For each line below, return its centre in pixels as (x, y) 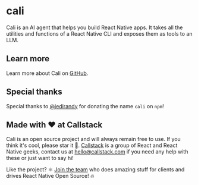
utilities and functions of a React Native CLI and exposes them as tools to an (99, 33)
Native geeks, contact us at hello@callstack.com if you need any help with (97, 152)
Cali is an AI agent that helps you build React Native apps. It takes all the (95, 27)
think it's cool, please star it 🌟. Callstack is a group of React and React (92, 145)
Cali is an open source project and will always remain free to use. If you (94, 139)
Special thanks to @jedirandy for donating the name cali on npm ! (85, 106)
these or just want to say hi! (40, 158)
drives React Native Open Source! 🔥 (50, 176)
